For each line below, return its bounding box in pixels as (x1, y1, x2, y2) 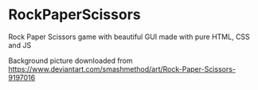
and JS (8, 40, 32, 49)
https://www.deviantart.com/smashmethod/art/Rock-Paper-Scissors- (8, 64, 236, 73)
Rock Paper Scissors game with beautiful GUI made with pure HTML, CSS (8, 32, 251, 41)
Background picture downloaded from (8, 56, 133, 65)
